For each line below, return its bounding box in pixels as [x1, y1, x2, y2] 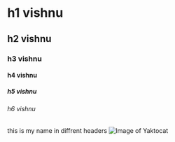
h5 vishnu [7, 87, 37, 95]
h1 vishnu [7, 5, 64, 21]
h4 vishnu [7, 71, 37, 80]
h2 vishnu [7, 33, 52, 45]
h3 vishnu [7, 54, 42, 64]
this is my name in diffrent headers [7, 126, 107, 134]
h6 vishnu [7, 105, 36, 113]
